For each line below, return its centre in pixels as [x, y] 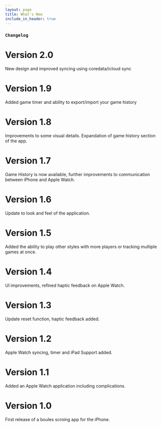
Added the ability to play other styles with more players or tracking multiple [81, 246]
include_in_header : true [30, 19]
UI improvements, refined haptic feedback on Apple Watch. [65, 285]
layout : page [18, 10]
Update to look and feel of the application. [48, 213]
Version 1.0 [28, 406]
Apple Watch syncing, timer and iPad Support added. [59, 352]
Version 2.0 [29, 55]
